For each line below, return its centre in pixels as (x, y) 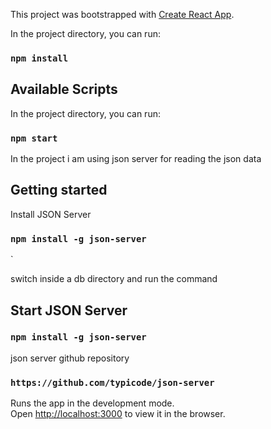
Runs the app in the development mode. (92, 403)
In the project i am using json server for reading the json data (136, 159)
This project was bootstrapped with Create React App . (122, 14)
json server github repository (70, 358)
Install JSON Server (51, 214)
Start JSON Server (69, 310)
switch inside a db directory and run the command (114, 279)
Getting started (59, 190)
